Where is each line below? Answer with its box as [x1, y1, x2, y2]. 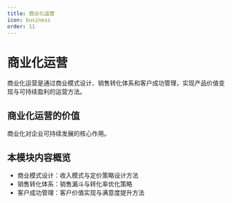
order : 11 [7, 23, 36, 30]
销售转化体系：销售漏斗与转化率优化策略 [17, 180, 133, 188]
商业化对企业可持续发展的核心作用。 [7, 129, 110, 138]
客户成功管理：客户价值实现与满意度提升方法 [17, 188, 145, 197]
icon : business [7, 17, 51, 23]
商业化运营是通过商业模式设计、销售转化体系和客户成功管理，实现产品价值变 [7, 79, 225, 87]
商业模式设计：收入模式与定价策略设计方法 [17, 171, 139, 180]
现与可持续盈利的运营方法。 [7, 88, 86, 96]
